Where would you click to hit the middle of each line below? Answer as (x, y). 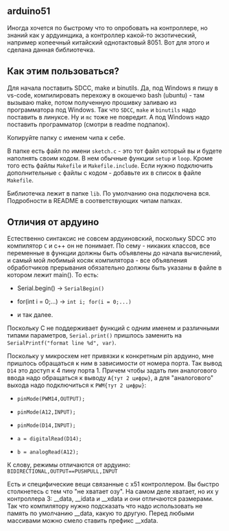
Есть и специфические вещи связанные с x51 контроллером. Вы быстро (113, 484)
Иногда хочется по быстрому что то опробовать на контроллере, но (107, 27)
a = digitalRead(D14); (49, 439)
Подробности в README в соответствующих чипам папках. (95, 200)
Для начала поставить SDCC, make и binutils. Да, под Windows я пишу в (112, 88)
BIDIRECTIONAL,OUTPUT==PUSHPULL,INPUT (62, 472)
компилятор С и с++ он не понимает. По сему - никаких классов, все (109, 246)
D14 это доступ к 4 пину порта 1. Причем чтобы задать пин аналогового (112, 370)
